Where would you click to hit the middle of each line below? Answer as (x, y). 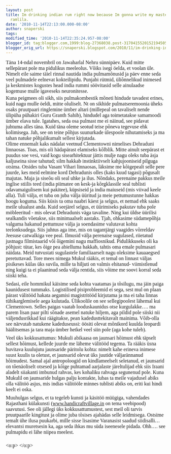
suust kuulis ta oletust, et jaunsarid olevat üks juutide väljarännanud (75, 355)
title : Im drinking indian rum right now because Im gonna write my (80, 15)
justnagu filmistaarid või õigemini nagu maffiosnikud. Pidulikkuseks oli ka (82, 241)
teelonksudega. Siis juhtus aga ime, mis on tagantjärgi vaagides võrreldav (80, 230)
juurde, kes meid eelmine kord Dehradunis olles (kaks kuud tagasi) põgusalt (83, 172)
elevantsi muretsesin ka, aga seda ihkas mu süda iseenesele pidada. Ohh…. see (85, 426)
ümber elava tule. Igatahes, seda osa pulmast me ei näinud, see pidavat (77, 121)
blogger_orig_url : (25, 48)
